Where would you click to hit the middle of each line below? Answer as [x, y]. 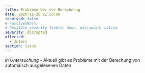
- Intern [18, 42]
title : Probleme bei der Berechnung [43, 10]
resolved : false [22, 19]
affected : [15, 37]
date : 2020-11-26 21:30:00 [33, 14]
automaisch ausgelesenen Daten [38, 65]
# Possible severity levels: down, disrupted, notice [61, 28]
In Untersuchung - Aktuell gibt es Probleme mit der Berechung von [72, 60]
